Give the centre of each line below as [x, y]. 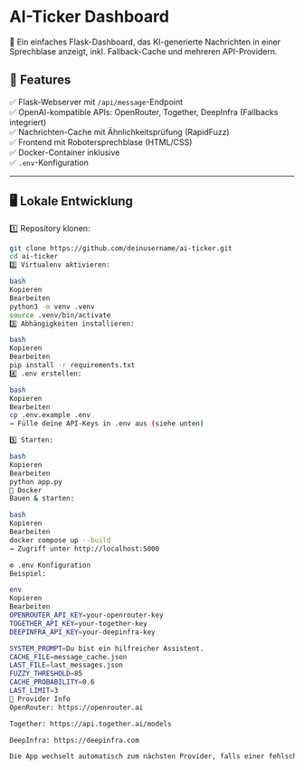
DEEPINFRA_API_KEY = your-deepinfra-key [82, 632]
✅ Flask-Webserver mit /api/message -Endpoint [96, 102]
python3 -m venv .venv [52, 307]
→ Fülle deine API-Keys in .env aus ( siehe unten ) [107, 424]
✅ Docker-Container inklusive [65, 152]
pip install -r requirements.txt [72, 366]
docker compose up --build [60, 540]
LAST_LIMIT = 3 [34, 691]
